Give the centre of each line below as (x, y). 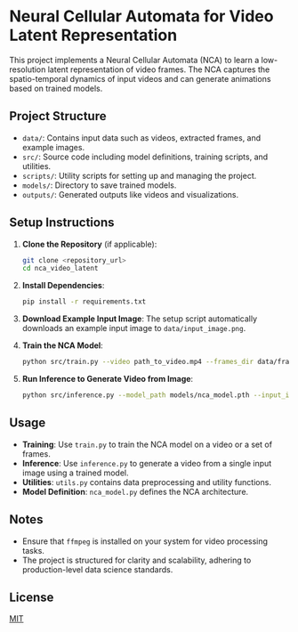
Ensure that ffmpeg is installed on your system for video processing (145, 541)
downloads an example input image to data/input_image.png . (134, 328)
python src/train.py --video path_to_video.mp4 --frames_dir (138, 362)
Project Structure (58, 116)
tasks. (33, 550)
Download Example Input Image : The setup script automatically (140, 319)
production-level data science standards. (97, 569)
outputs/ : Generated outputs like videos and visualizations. (130, 194)
